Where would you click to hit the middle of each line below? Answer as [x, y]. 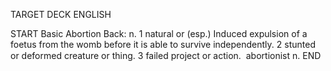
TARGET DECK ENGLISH [61, 14]
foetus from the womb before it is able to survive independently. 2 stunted [163, 44]
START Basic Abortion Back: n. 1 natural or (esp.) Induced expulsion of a [159, 33]
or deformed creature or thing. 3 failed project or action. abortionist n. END [166, 55]
